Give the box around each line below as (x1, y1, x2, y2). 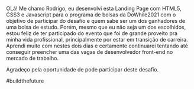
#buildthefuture (6, 77, 44, 84)
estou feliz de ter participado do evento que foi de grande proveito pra (6, 30, 178, 37)
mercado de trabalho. (6, 55, 59, 61)
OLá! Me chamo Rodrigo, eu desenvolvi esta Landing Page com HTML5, (6, 5, 182, 12)
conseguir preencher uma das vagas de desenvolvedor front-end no (6, 49, 173, 55)
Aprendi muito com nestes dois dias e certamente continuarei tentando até (6, 42, 188, 49)
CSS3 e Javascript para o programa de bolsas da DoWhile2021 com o (6, 11, 176, 18)
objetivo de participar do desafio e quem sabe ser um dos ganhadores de (6, 18, 185, 24)
